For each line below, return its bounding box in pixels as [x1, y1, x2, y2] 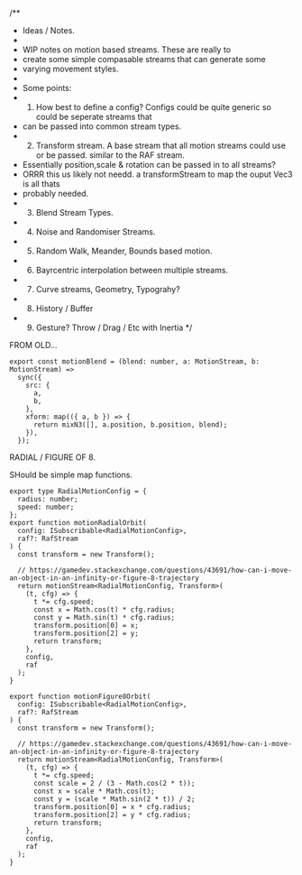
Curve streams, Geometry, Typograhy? [35, 284, 180, 294]
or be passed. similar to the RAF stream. [35, 150, 185, 161]
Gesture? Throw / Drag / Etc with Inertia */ [35, 322, 193, 333]
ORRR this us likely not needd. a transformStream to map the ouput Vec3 [22, 169, 293, 180]
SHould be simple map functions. [9, 469, 133, 480]
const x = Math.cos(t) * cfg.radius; [32, 605, 176, 614]
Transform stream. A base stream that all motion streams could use [35, 140, 287, 151]
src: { [25, 381, 50, 390]
